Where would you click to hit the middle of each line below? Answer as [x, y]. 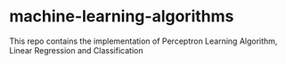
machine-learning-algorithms [122, 16]
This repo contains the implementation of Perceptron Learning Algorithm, [143, 41]
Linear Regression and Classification [76, 50]
